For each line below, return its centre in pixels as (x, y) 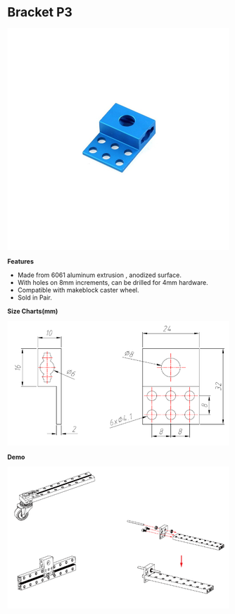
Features (20, 261)
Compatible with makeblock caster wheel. (78, 290)
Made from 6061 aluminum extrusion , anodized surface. (99, 275)
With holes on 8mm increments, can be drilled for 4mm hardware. (113, 282)
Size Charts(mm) (33, 311)
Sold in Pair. (35, 297)
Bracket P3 (40, 12)
